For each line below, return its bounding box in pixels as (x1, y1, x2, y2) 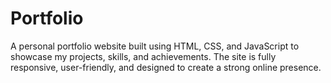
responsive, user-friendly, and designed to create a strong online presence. (10, 61, 322, 73)
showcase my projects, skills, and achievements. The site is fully (10, 50, 277, 62)
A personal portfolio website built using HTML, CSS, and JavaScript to (10, 40, 300, 52)
